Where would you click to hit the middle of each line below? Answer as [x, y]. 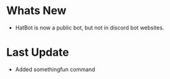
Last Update [38, 52]
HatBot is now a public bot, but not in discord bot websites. [90, 28]
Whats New [36, 11]
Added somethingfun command [55, 69]
